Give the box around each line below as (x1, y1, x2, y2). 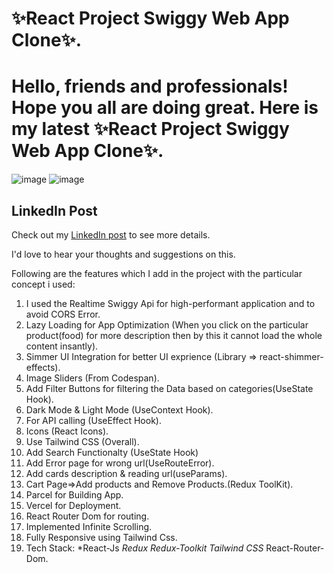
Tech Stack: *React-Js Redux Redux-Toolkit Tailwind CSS (25, 542, 264, 554)
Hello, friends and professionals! (11, 75, 289, 98)
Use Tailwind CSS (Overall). (25, 435, 140, 447)
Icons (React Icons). (25, 425, 109, 437)
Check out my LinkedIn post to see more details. (11, 228, 211, 241)
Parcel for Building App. (25, 488, 124, 501)
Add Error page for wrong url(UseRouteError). (25, 457, 215, 469)
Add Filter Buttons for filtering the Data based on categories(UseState (25, 382, 314, 394)
